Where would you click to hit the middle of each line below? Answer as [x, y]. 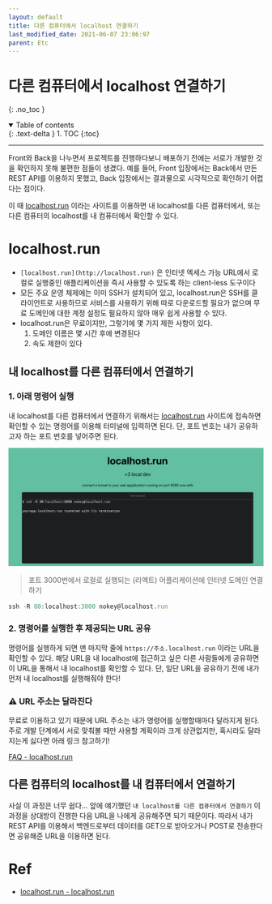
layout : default [36, 17]
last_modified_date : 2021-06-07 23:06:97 [79, 34]
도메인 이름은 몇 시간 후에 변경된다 [86, 333]
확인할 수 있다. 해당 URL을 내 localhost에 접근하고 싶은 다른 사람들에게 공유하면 [134, 658]
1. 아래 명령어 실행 [41, 396]
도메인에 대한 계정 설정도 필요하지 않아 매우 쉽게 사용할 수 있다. [128, 313]
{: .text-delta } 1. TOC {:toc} [54, 134]
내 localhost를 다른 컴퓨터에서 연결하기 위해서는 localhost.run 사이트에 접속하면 [135, 416]
